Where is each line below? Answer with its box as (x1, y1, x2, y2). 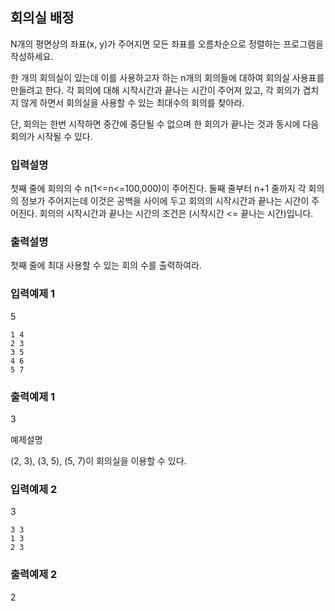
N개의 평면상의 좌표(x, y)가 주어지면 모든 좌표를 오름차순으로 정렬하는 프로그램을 (10, 38, 324, 50)
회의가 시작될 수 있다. (10, 130, 93, 142)
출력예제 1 (10, 389, 56, 403)
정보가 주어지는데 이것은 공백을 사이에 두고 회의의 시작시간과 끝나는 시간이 (20, 195, 310, 207)
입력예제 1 (10, 287, 56, 301)
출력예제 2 (10, 568, 58, 582)
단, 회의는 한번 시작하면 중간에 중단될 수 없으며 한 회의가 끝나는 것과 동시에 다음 (10, 118, 320, 130)
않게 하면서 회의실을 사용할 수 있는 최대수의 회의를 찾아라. (20, 96, 245, 108)
